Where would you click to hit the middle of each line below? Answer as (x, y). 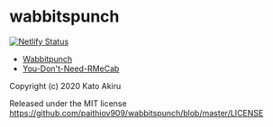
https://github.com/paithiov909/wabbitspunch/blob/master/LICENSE (136, 113)
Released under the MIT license (68, 103)
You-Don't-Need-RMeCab (71, 68)
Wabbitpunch (47, 59)
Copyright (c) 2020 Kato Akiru (65, 86)
